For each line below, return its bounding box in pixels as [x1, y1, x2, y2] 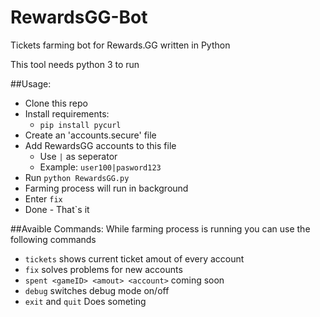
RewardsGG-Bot [10, 6, 148, 29]
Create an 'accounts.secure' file [24, 129, 157, 141]
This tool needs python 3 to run [10, 58, 140, 70]
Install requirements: [24, 107, 110, 120]
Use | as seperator [39, 150, 118, 162]
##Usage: [10, 77, 52, 90]
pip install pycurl [39, 120, 122, 130]
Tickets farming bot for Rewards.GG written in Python [10, 39, 231, 51]
